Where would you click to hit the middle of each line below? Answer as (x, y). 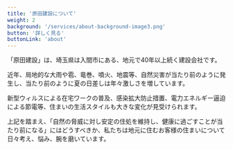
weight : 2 (21, 20)
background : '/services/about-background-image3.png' (87, 26)
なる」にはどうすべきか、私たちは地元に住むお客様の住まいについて (128, 130)
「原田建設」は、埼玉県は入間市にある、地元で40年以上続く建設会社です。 (114, 60)
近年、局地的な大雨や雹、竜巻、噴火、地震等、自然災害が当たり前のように (113, 75)
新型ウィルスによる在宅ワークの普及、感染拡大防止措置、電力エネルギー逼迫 (116, 98)
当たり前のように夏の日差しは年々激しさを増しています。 (107, 83)
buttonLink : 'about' (37, 40)
